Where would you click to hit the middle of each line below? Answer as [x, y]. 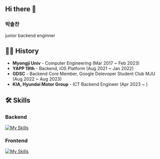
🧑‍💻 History [22, 51]
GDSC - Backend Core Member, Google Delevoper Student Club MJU [84, 74]
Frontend [16, 141]
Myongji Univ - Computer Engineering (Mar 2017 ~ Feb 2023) [76, 63]
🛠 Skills [18, 100]
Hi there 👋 [21, 9]
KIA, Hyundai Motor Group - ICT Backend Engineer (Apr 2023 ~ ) [80, 84]
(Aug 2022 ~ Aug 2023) [37, 79]
